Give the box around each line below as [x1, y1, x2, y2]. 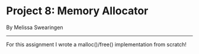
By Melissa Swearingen [6, 24, 63, 31]
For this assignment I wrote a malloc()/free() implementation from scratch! [6, 40, 187, 48]
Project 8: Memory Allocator [6, 4, 149, 18]
